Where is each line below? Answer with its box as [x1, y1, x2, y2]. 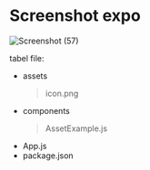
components [22, 105, 70, 116]
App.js [22, 140, 47, 151]
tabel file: [9, 52, 45, 63]
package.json [22, 150, 75, 161]
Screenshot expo [9, 5, 141, 26]
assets [22, 70, 48, 81]
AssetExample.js [45, 123, 107, 134]
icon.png [45, 88, 79, 99]
